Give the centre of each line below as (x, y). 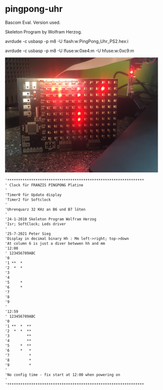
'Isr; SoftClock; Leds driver (36, 224)
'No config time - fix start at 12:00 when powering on (63, 375)
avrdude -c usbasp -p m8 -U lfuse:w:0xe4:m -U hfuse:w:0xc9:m (70, 51)
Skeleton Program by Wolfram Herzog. (44, 32)
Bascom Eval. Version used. (33, 22)
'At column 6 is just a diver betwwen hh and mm (55, 243)
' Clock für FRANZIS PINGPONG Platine (44, 185)
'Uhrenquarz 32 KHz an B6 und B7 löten (45, 209)
